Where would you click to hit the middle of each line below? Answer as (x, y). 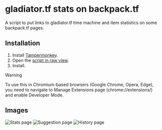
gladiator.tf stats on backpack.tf (72, 9)
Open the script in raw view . (40, 60)
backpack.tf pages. (25, 27)
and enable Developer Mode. (34, 95)
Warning (13, 75)
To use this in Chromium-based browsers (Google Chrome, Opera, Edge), (79, 84)
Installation (23, 43)
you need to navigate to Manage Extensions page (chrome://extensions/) (79, 90)
